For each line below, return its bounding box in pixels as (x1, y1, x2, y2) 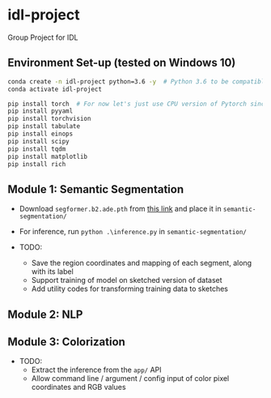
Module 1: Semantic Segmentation (7, 182, 184, 196)
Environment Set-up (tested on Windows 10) (7, 56, 236, 70)
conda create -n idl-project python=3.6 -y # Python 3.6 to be (7, 77, 229, 86)
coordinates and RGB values (31, 383, 126, 392)
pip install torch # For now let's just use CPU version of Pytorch (7, 100, 248, 108)
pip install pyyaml (7, 107, 74, 115)
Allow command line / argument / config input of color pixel (31, 374, 230, 383)
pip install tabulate (7, 122, 81, 131)
